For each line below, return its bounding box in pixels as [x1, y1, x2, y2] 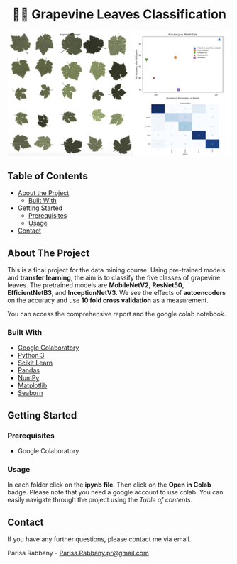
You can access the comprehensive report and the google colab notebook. [7, 310, 226, 319]
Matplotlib [17, 381, 48, 389]
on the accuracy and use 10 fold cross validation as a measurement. [7, 296, 209, 304]
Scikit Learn [17, 358, 53, 367]
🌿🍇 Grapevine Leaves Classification [11, 6, 227, 23]
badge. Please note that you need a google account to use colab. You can [7, 488, 224, 497]
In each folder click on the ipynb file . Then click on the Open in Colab [7, 480, 211, 489]
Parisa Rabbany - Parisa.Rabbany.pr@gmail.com [7, 549, 149, 558]
